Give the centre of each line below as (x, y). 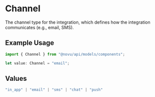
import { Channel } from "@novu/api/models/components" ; (65, 54)
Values (16, 79)
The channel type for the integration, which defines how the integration (78, 22)
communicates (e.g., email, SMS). (40, 27)
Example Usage (30, 43)
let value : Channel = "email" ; (37, 63)
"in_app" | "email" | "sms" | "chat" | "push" (54, 90)
